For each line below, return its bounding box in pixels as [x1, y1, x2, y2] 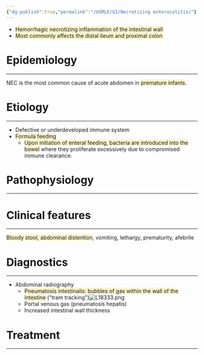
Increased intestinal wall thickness [24, 307, 110, 314]
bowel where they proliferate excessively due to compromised [24, 145, 180, 152]
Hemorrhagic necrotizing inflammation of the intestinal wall [15, 25, 163, 33]
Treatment [6, 328, 61, 342]
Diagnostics [6, 255, 69, 269]
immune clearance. [24, 152, 73, 159]
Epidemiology [6, 53, 78, 67]
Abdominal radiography [15, 281, 74, 288]
